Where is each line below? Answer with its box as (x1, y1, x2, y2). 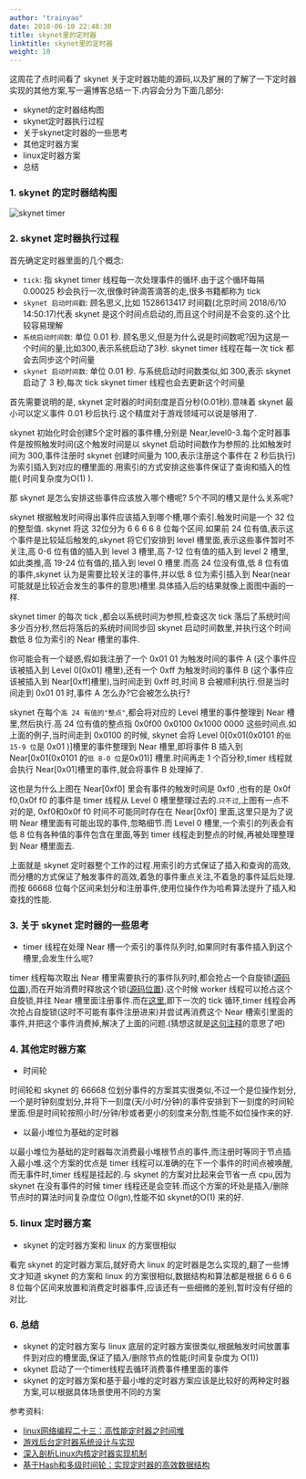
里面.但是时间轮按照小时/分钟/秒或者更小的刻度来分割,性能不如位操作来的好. (9, 1107, 294, 1118)
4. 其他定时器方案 (9, 1043, 87, 1055)
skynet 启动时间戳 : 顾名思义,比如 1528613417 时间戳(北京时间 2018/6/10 (22, 297, 287, 308)
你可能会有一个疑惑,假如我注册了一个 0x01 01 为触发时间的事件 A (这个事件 (9, 653, 290, 664)
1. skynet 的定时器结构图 (9, 186, 117, 199)
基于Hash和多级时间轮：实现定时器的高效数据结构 (22, 1459, 210, 1470)
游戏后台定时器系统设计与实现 (22, 1436, 135, 1447)
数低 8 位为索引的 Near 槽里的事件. (9, 634, 140, 645)
